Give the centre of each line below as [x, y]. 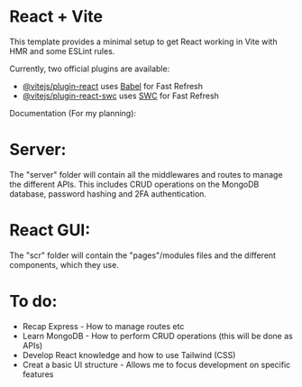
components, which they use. [64, 264]
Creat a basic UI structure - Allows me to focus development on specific [156, 364]
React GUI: [50, 230]
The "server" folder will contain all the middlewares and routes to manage [146, 174]
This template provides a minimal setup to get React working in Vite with [143, 41]
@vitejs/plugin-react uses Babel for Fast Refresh [113, 86]
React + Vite [56, 17]
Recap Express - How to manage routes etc [103, 326]
